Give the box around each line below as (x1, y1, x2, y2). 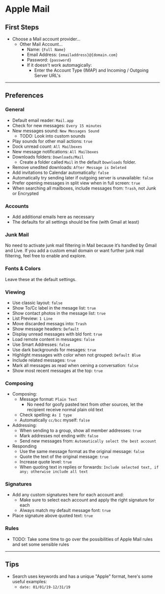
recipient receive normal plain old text (27, 407, 104, 413)
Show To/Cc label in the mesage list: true (12, 305, 96, 311)
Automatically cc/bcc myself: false (19, 417, 90, 423)
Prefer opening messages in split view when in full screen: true (12, 180, 140, 186)
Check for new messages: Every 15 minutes (12, 122, 102, 128)
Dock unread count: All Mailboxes (12, 143, 82, 149)
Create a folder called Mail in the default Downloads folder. (19, 159, 137, 165)
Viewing (5, 288, 26, 295)
